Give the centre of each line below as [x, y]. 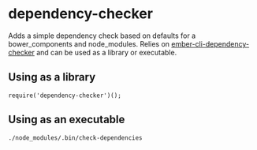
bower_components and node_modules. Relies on [89, 43]
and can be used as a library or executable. [107, 52]
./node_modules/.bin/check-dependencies [76, 138]
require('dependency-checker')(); [65, 96]
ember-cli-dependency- [210, 43]
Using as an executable [67, 120]
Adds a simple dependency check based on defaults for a [102, 36]
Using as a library [52, 77]
